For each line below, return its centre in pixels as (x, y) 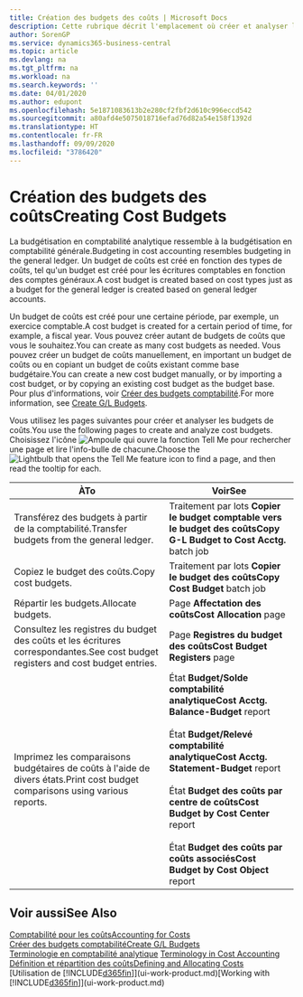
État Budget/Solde (209, 677)
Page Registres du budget (225, 635)
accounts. (28, 298)
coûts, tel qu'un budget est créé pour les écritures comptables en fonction (147, 270)
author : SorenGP (40, 34)
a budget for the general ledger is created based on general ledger (133, 289)
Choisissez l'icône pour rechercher (150, 439)
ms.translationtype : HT (54, 127)
